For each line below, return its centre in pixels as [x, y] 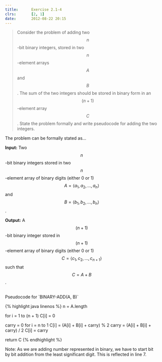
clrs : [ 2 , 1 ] [25, 14]
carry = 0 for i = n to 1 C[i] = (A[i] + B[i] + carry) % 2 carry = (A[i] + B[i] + [78, 325]
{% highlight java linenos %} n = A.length [46, 306]
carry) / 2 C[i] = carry [27, 330]
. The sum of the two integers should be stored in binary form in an [84, 93]
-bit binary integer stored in [33, 235]
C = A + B [82, 274]
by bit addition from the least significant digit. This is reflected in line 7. [76, 354]
